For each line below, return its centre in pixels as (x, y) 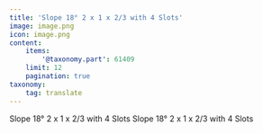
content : (26, 43)
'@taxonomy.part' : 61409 (88, 59)
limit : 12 (44, 68)
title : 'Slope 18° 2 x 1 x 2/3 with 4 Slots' (96, 18)
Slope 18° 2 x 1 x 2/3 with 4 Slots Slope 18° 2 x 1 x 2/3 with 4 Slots (131, 119)
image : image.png (42, 26)
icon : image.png (40, 34)
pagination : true (58, 76)
